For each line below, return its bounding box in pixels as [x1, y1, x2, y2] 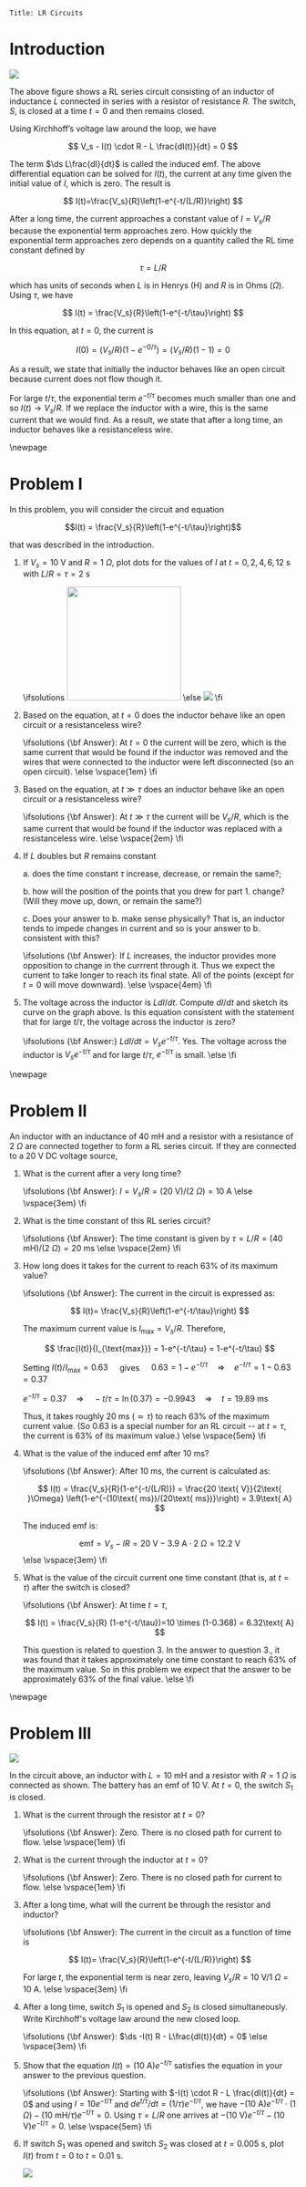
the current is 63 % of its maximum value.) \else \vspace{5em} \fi [22, 1430, 267, 1441]
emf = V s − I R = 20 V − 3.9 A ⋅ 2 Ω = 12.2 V [78, 1538, 241, 1550]
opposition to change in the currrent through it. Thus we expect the [22, 960, 276, 971]
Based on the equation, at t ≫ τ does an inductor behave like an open [22, 784, 285, 795]
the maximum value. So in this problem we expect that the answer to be [22, 1664, 291, 1674]
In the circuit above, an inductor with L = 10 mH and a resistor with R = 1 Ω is [9, 1770, 297, 1781]
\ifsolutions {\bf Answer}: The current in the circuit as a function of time [22, 1927, 291, 1938]
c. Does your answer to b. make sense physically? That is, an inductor [22, 913, 285, 925]
